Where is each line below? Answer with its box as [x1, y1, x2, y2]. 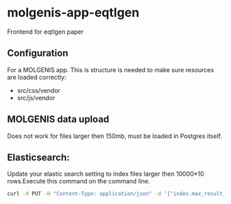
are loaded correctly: [7, 73, 67, 81]
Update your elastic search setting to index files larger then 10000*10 [7, 170, 204, 178]
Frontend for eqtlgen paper [7, 27, 84, 36]
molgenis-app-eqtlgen [7, 5, 140, 21]
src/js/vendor [16, 93, 56, 102]
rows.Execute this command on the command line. [7, 177, 151, 185]
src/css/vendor [16, 86, 60, 94]
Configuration [7, 47, 69, 59]
